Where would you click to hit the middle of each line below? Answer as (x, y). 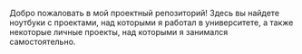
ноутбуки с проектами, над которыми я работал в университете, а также (151, 22)
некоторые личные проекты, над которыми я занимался (119, 32)
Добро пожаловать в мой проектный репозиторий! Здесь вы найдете (144, 13)
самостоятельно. (43, 41)
